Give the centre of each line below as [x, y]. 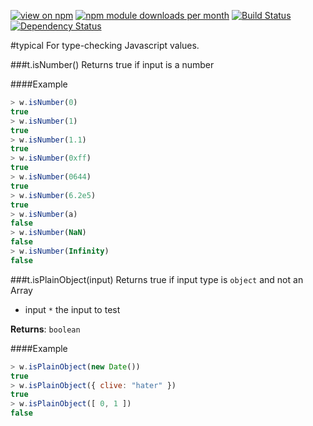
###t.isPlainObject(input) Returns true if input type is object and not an [157, 279]
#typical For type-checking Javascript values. [105, 45]
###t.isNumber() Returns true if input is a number [112, 64]
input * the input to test [72, 309]
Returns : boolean [45, 329]
